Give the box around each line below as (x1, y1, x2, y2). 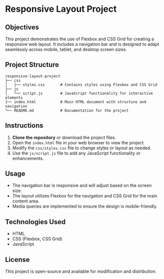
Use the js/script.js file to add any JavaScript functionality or (12, 150, 141, 156)
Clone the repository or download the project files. (12, 134, 116, 140)
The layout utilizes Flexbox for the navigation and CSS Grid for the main (12, 193, 158, 199)
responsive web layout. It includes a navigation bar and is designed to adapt (5, 41, 160, 47)
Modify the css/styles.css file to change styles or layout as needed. (12, 145, 152, 151)
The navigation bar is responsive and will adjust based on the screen (12, 183, 152, 189)
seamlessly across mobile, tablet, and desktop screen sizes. (5, 47, 127, 52)
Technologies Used (5, 218, 66, 226)
